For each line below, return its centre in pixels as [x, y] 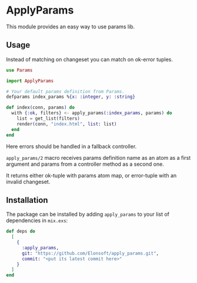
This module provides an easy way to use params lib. [71, 27]
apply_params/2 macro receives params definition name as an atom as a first [98, 157]
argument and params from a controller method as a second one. [85, 164]
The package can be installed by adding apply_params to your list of [88, 214]
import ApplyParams [30, 81]
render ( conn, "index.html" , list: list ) [67, 124]
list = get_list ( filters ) [49, 119]
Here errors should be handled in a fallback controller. [71, 146]
